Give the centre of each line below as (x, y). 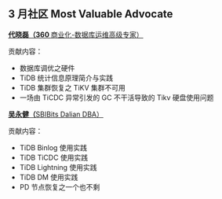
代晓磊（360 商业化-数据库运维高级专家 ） (76, 35)
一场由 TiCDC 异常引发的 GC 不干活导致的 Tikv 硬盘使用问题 (116, 98)
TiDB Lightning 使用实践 (58, 167)
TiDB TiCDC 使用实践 (54, 157)
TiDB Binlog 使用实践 (53, 147)
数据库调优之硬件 (47, 68)
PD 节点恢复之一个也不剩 (60, 186)
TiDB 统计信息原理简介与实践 (66, 78)
